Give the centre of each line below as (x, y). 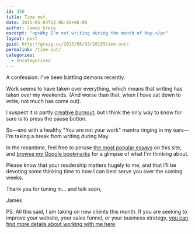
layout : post (22, 39)
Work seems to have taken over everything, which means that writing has (94, 88)
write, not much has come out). (44, 101)
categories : (20, 55)
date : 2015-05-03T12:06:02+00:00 (47, 22)
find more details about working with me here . (61, 224)
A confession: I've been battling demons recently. (66, 77)
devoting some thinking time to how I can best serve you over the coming (94, 171)
